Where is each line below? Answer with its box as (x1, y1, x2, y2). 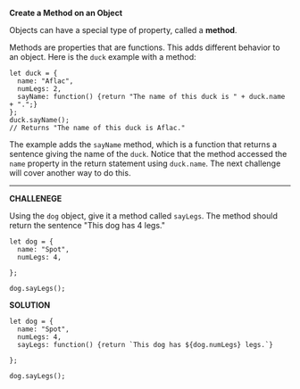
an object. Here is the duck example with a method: (9, 52, 196, 62)
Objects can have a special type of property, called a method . (9, 25, 237, 35)
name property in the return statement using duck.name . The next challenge (9, 158, 281, 169)
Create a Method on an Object (9, 8, 123, 18)
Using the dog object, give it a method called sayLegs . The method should (9, 211, 279, 221)
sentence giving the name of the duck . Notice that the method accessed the (9, 149, 287, 159)
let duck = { (9, 69, 58, 78)
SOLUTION (9, 300, 51, 310)
